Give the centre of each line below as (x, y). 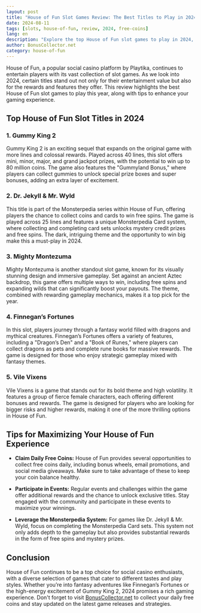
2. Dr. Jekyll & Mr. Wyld (41, 196)
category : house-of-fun (36, 51)
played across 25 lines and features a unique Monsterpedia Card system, (96, 222)
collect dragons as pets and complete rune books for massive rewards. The (99, 349)
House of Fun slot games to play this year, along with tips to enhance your (98, 93)
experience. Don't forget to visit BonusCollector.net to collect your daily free (100, 597)
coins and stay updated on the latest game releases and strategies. (89, 604)
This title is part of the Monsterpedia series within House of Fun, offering (96, 209)
